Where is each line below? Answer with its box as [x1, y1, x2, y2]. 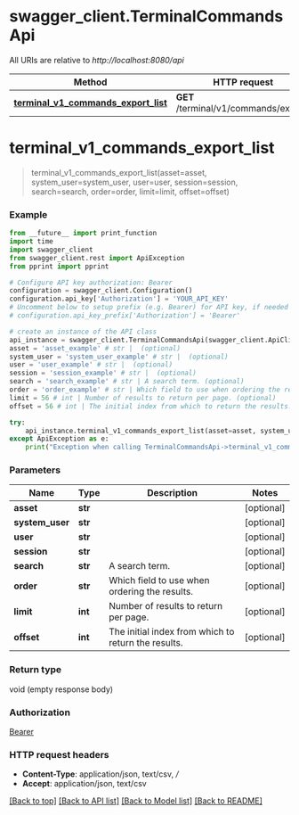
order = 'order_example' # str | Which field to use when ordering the [9, 385, 280, 394]
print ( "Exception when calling [25, 443, 141, 452]
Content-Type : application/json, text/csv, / [21, 769, 180, 779]
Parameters [9, 464, 61, 476]
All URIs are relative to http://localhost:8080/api [9, 54, 184, 65]
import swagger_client [9, 245, 93, 254]
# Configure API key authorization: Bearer [9, 278, 174, 287]
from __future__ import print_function [9, 229, 158, 238]
